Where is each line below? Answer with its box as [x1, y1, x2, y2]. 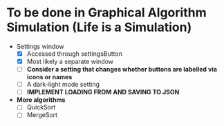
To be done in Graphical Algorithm [6, 5, 207, 21]
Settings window [16, 42, 64, 50]
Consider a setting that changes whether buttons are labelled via [26, 65, 217, 74]
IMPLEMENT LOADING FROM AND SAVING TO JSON [26, 88, 180, 96]
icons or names [26, 73, 73, 81]
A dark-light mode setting [26, 81, 100, 89]
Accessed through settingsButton [26, 50, 122, 58]
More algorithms [16, 96, 66, 104]
